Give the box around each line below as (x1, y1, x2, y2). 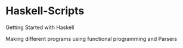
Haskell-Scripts (5, 4, 85, 18)
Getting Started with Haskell (5, 24, 75, 31)
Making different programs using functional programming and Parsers (5, 35, 177, 42)
